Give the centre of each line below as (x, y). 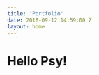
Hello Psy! (37, 61)
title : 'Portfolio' (36, 14)
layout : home (26, 26)
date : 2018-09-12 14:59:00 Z (49, 20)
